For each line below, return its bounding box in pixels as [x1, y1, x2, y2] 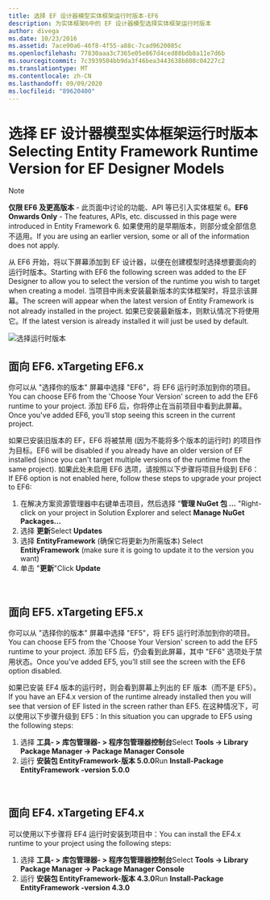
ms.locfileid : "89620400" [8, 87, 95, 95]
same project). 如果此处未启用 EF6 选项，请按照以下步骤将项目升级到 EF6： [8, 464, 260, 474]
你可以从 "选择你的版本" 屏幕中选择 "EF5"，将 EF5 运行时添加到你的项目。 [8, 627, 255, 637]
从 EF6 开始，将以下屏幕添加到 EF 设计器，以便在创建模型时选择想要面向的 [8, 257, 256, 267]
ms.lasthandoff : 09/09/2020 [8, 79, 103, 87]
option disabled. [8, 665, 62, 675]
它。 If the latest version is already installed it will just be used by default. [8, 316, 249, 326]
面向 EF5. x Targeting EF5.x [8, 605, 143, 619]
